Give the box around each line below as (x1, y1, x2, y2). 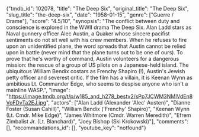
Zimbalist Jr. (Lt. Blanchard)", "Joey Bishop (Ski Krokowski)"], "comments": (6, 118, 188, 125)
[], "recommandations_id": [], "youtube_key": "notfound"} (6, 124, 146, 131)
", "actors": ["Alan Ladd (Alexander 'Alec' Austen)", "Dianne (46, 99, 191, 106)
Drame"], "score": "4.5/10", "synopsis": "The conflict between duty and (6, 18, 180, 24)
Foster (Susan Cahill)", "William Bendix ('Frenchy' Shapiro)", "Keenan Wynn (6, 106, 190, 112)
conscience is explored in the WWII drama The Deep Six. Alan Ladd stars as (6, 24, 192, 31)
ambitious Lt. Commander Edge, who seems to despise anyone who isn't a (6, 80, 188, 87)
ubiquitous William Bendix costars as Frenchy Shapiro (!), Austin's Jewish (6, 68, 185, 74)
